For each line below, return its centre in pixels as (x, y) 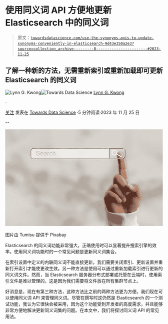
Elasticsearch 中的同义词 (57, 23)
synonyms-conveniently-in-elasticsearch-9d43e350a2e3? (76, 43)
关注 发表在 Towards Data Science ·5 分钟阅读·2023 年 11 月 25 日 (72, 112)
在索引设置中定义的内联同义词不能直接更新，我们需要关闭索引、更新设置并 (82, 262)
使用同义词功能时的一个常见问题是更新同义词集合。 (66, 252)
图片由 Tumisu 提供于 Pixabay (36, 235)
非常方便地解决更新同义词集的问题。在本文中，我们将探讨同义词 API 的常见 (82, 311)
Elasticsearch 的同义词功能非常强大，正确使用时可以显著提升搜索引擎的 (79, 246)
